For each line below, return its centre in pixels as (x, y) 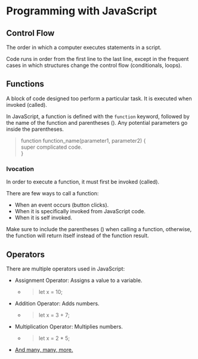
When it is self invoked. (44, 218)
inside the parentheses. (35, 129)
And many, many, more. (44, 349)
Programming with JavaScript (81, 11)
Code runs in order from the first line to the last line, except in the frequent (98, 59)
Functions (25, 84)
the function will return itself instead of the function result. (78, 236)
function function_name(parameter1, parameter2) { (83, 140)
